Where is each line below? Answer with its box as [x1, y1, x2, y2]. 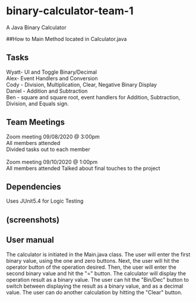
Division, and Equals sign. [6, 100, 69, 107]
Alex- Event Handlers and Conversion [6, 74, 98, 81]
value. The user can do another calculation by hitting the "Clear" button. [6, 288, 182, 295]
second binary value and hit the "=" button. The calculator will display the [6, 269, 186, 277]
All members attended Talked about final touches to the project [6, 165, 160, 172]
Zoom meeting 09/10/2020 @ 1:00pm [6, 158, 98, 165]
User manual [6, 235, 55, 245]
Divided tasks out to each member [6, 146, 90, 153]
